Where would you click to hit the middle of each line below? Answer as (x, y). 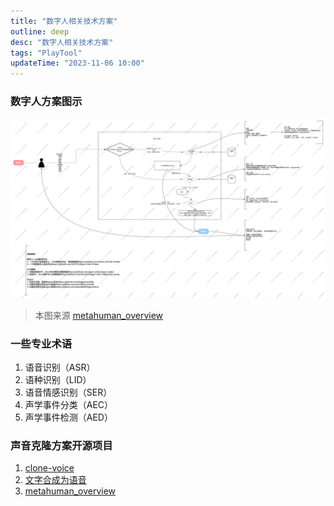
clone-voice (49, 468)
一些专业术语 (41, 343)
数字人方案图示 (46, 102)
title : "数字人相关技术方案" (64, 21)
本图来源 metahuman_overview (98, 315)
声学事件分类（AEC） (69, 405)
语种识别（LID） (58, 380)
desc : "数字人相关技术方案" (62, 42)
